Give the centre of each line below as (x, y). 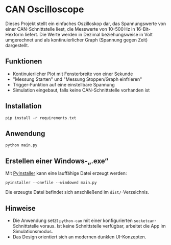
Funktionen (24, 62)
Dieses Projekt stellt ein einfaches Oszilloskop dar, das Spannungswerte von (86, 24)
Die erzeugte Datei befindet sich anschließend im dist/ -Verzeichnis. (77, 192)
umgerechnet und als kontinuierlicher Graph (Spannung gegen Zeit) (77, 40)
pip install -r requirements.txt (41, 118)
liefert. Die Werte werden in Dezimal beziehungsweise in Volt (89, 34)
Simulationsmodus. (33, 231)
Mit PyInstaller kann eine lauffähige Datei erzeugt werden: (66, 173)
